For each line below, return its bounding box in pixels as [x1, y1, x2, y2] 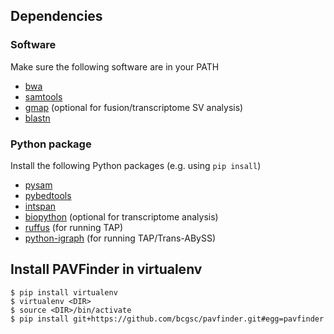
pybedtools [24, 189, 72, 201]
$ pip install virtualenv [10, 287, 118, 298]
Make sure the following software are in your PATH [10, 60, 220, 73]
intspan [24, 200, 57, 212]
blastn [24, 112, 51, 124]
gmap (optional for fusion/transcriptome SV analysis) [24, 101, 244, 113]
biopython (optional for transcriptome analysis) [24, 210, 219, 223]
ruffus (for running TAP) [24, 221, 124, 233]
